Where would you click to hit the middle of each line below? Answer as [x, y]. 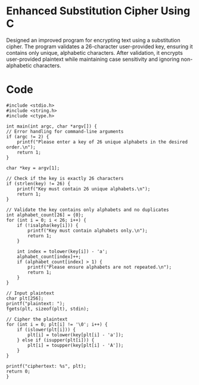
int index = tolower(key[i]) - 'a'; [63, 252]
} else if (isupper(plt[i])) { [56, 340]
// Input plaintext [30, 293]
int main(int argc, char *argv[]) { [52, 126]
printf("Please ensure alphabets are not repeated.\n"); [99, 267]
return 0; [18, 371]
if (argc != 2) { [28, 136]
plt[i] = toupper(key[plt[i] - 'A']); [76, 345]
